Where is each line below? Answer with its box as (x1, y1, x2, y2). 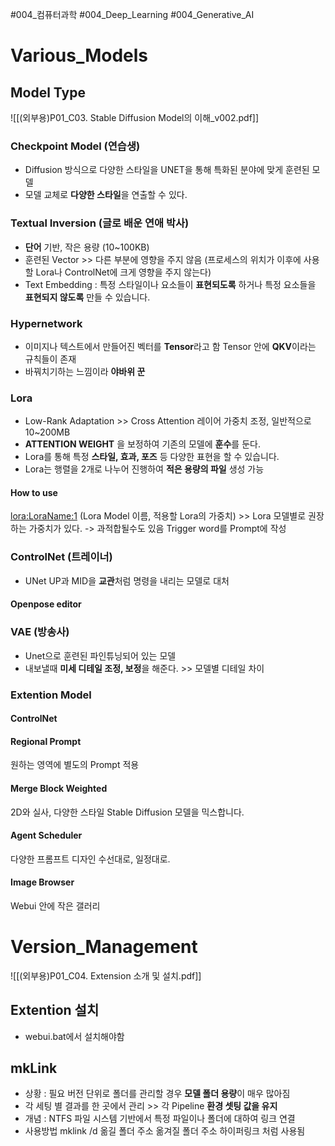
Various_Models (10, 44, 149, 67)
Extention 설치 (10, 1002, 100, 1019)
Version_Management (10, 936, 198, 958)
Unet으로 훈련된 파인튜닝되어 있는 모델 (24, 649, 177, 662)
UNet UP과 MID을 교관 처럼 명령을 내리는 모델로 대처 (24, 574, 230, 587)
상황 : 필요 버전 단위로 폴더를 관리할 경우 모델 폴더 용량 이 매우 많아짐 (24, 1088, 291, 1100)
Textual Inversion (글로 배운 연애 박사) (10, 216, 190, 230)
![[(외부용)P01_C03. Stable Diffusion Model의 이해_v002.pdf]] (10, 112, 260, 123)
